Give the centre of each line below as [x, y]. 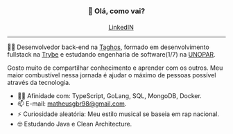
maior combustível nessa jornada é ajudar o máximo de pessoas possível [112, 75]
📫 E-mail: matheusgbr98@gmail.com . [72, 104]
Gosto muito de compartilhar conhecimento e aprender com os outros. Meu [115, 68]
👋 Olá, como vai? [116, 11]
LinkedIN [121, 28]
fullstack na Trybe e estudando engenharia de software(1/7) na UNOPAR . [112, 55]
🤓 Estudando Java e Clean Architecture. [75, 124]
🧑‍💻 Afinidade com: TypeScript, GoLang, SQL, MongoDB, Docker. [110, 96]
